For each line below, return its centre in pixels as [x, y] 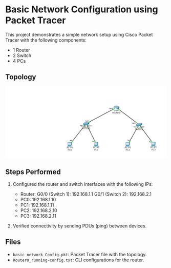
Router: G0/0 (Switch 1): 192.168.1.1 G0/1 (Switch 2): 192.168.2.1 [86, 194]
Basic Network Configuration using [82, 9]
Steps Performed [33, 172]
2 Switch [22, 55]
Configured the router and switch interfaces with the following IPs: [83, 184]
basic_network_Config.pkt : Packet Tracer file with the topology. [80, 254]
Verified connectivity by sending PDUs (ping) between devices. [80, 226]
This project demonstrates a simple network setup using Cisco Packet [79, 34]
